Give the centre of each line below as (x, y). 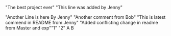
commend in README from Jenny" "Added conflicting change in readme (82, 23)
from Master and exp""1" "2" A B (40, 28)
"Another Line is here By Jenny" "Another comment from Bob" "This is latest (86, 17)
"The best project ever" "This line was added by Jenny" (64, 7)
